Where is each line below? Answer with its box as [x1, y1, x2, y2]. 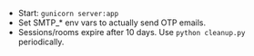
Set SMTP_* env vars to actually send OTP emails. [17, 17, 207, 28]
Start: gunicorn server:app [17, 8, 119, 18]
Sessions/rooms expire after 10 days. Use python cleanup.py [17, 27, 246, 37]
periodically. [17, 36, 65, 47]
